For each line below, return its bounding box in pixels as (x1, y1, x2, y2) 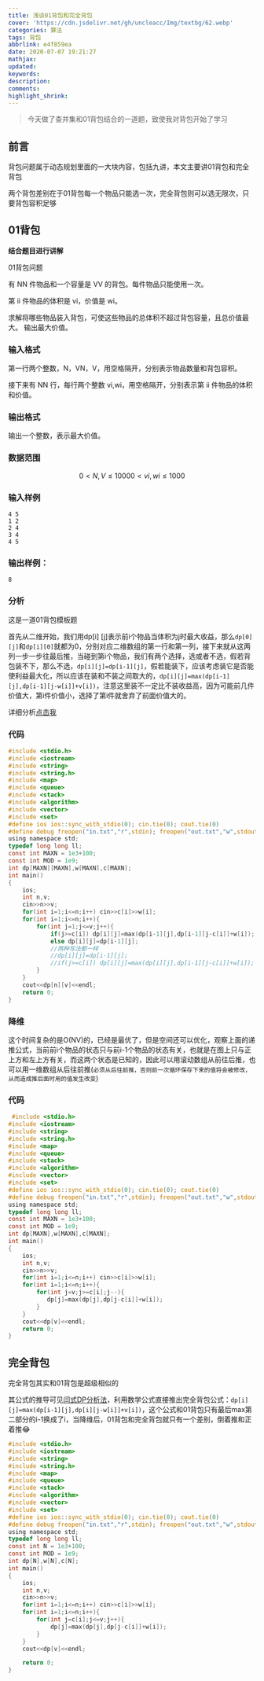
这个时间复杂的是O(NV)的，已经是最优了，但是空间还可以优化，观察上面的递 (8, 1035, 256, 1044)
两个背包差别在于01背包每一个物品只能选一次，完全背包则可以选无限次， (8, 189, 243, 198)
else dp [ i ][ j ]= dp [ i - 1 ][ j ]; (49, 937, 139, 945)
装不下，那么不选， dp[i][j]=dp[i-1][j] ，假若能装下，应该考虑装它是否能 (14, 661, 255, 671)
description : (8, 77, 51, 85)
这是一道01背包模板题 (8, 615, 78, 624)
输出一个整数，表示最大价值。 (8, 431, 104, 440)
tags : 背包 (8, 33, 42, 42)
